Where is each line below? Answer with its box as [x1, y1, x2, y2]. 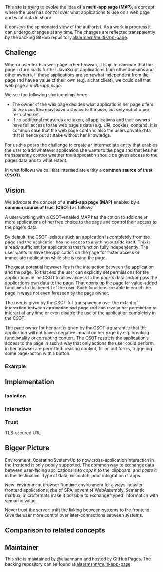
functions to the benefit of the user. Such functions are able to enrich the [5, 285, 151, 290]
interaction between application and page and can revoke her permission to [5, 305, 157, 310]
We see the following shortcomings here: [5, 91, 88, 97]
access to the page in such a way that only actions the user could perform [5, 340, 154, 346]
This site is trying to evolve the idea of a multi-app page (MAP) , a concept [5, 4, 155, 10]
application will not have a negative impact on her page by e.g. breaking [5, 330, 149, 335]
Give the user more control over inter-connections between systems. [5, 512, 144, 518]
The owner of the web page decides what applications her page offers [12, 101, 154, 107]
